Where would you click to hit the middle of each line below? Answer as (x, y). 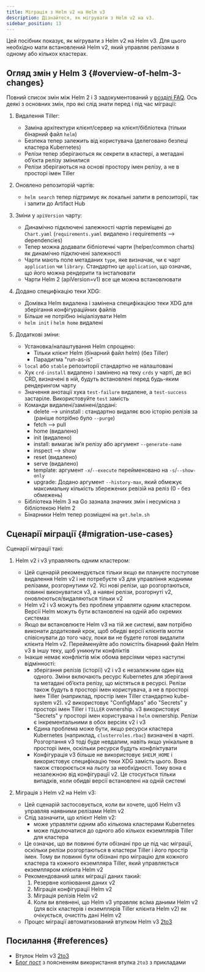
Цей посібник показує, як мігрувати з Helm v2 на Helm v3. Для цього (96, 41)
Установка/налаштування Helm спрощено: (80, 346)
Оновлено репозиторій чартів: (55, 185)
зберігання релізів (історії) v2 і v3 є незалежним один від (108, 670)
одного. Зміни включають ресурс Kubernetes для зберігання (113, 677)
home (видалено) (56, 431)
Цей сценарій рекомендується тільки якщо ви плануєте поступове (112, 572)
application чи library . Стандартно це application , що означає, (108, 267)
